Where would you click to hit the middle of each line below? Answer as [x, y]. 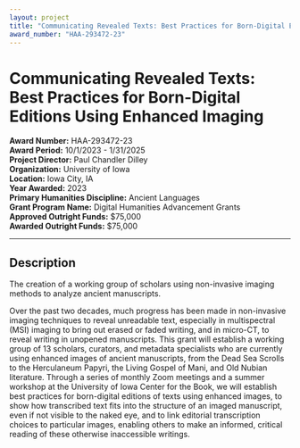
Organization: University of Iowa [70, 170]
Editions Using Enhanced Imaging [137, 116]
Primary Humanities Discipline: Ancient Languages [105, 198]
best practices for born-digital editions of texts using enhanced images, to [146, 396]
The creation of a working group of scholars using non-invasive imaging [142, 284]
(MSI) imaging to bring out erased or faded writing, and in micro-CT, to [139, 330]
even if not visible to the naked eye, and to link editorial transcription [135, 415]
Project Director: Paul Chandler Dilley [79, 160]
